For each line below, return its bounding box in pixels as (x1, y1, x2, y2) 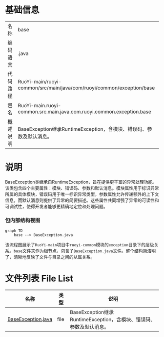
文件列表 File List (5, 273, 73, 284)
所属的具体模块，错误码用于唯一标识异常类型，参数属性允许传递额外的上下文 (5, 191, 159, 197)
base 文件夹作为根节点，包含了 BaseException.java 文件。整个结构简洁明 (14, 248, 156, 254)
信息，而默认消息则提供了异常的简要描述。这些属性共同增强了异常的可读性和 (5, 197, 159, 203)
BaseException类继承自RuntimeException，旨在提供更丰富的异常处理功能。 (5, 179, 157, 185)
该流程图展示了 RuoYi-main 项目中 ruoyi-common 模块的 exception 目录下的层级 (5, 242, 154, 248)
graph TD (5, 228, 23, 233)
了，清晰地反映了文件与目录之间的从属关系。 (5, 254, 95, 260)
